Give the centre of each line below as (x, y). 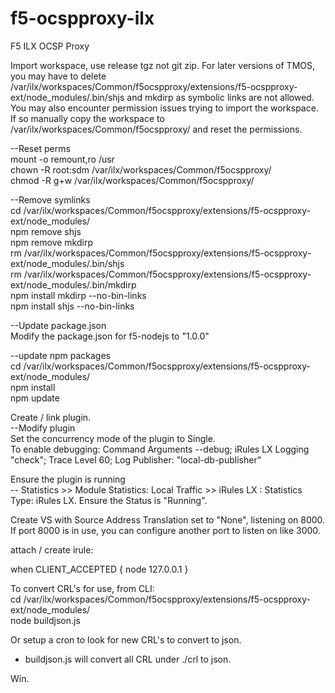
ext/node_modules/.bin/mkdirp (73, 284)
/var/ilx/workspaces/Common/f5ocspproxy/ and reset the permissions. (156, 129)
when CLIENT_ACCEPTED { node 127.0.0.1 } (99, 569)
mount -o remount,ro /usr (62, 159)
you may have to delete (58, 76)
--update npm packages (61, 355)
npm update (35, 398)
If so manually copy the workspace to (87, 118)
